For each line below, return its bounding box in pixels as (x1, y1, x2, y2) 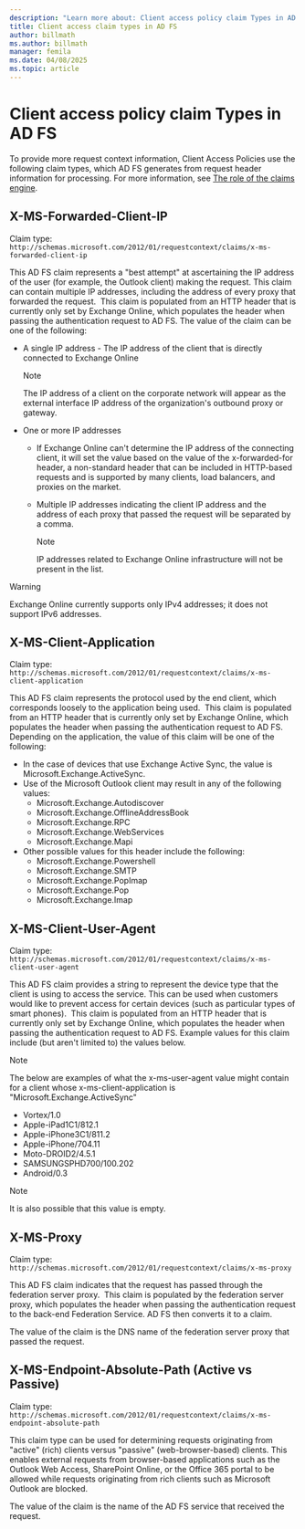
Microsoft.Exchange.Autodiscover (36, 798, 164, 809)
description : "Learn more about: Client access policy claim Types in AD (9, 13, 297, 23)
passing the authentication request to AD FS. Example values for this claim (9, 1028, 290, 1039)
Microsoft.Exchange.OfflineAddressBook (36, 807, 190, 818)
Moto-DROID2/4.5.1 (22, 1148, 96, 1159)
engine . (9, 182, 38, 193)
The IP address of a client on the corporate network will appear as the (22, 387, 286, 398)
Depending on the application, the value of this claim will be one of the (9, 731, 275, 742)
